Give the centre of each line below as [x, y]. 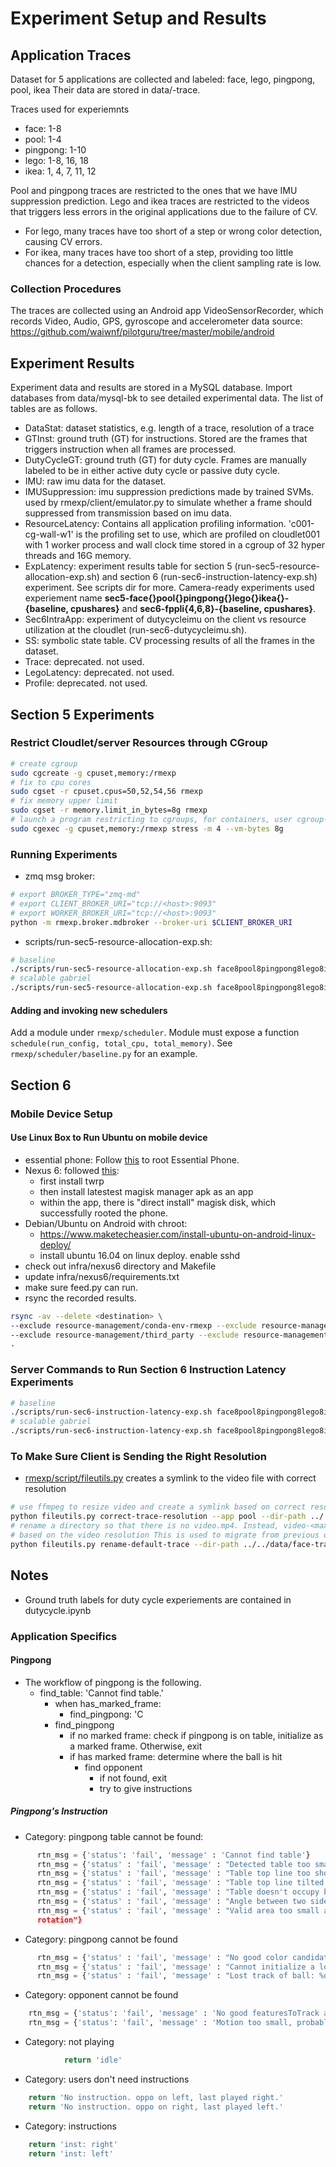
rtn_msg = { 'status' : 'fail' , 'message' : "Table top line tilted [180, 1883]
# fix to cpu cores [51, 782]
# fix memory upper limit [64, 801]
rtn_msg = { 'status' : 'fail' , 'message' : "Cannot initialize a [175, 1967]
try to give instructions [146, 1788]
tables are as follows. [54, 409]
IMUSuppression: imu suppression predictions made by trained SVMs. [169, 492]
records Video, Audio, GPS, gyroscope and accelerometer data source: [156, 321]
